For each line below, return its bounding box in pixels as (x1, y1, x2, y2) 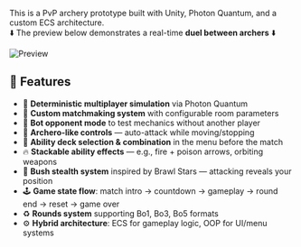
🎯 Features (9, 74, 71, 89)
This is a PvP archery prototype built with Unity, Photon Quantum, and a (9, 8, 277, 18)
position (22, 175, 53, 186)
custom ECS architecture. (9, 17, 105, 28)
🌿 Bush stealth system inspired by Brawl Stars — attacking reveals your (22, 166, 292, 177)
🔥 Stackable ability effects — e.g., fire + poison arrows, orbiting (22, 146, 264, 157)
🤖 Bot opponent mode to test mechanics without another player (22, 117, 260, 128)
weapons (22, 156, 57, 167)
